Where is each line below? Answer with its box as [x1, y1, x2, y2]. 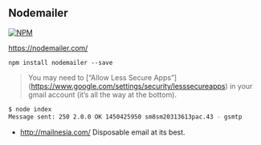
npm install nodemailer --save [8, 58, 113, 66]
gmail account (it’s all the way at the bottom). [27, 90, 177, 99]
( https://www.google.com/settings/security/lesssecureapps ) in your [27, 81, 253, 91]
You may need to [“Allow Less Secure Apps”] [27, 72, 177, 83]
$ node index [8, 105, 52, 113]
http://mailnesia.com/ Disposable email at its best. [19, 127, 186, 137]
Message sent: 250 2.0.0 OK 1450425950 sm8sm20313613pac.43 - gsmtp [8, 112, 243, 121]
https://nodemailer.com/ [8, 43, 88, 53]
